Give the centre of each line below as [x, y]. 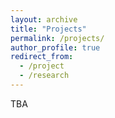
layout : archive [44, 19]
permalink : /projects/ [57, 38]
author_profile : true [55, 47]
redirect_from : [42, 57]
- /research [44, 76]
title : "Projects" [48, 29]
